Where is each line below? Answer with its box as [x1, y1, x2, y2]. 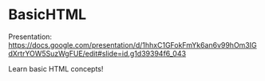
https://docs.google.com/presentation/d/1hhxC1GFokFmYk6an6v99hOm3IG [8, 40, 257, 49]
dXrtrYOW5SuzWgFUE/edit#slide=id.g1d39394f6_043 [8, 48, 186, 58]
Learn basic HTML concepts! [8, 64, 104, 73]
